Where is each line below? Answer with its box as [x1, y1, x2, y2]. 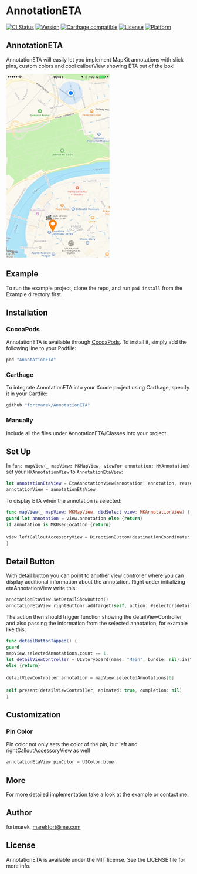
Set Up [6, 446, 31, 456]
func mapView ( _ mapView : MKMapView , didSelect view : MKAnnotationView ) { [6, 509, 191, 516]
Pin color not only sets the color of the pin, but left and [6, 741, 138, 748]
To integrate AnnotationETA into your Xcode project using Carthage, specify [6, 384, 190, 391]
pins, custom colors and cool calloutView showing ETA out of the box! [6, 62, 175, 69]
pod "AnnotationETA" [6, 357, 57, 363]
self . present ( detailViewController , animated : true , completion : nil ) [6, 687, 182, 693]
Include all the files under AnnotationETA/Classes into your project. [6, 429, 168, 436]
